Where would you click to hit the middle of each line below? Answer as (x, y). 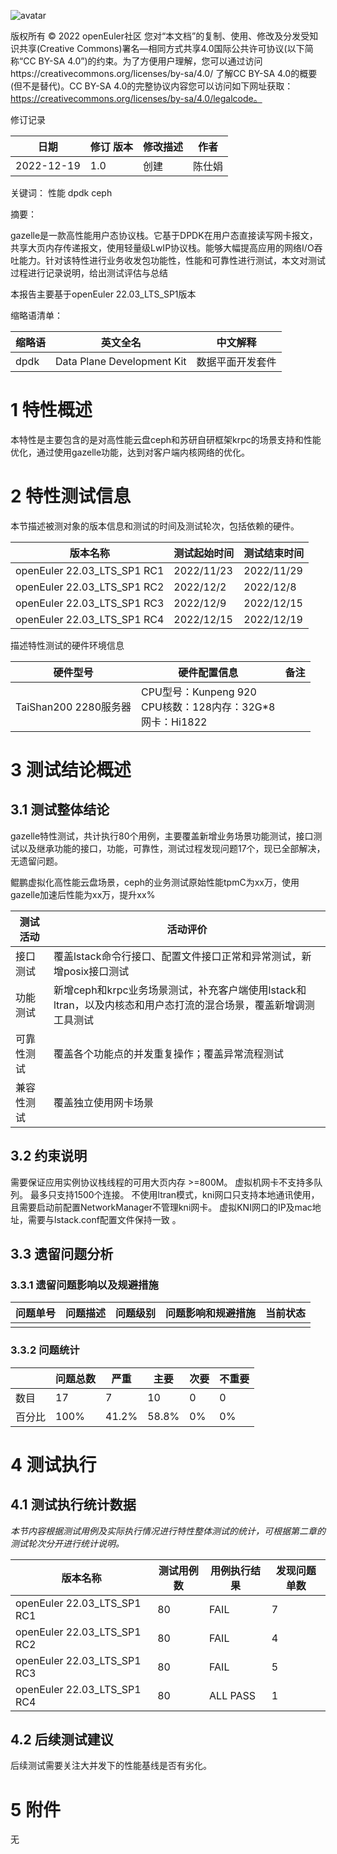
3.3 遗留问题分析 (62, 1254)
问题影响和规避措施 (211, 1313)
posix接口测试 (96, 971)
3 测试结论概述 (71, 770)
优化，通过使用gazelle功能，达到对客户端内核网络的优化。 (130, 452)
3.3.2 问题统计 (45, 1350)
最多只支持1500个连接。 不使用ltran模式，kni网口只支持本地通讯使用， (174, 1194)
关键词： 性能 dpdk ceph (61, 193)
